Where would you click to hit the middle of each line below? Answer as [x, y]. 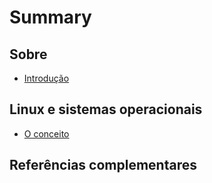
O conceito [46, 133]
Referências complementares [103, 165]
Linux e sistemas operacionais [106, 109]
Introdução [46, 78]
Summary [50, 17]
